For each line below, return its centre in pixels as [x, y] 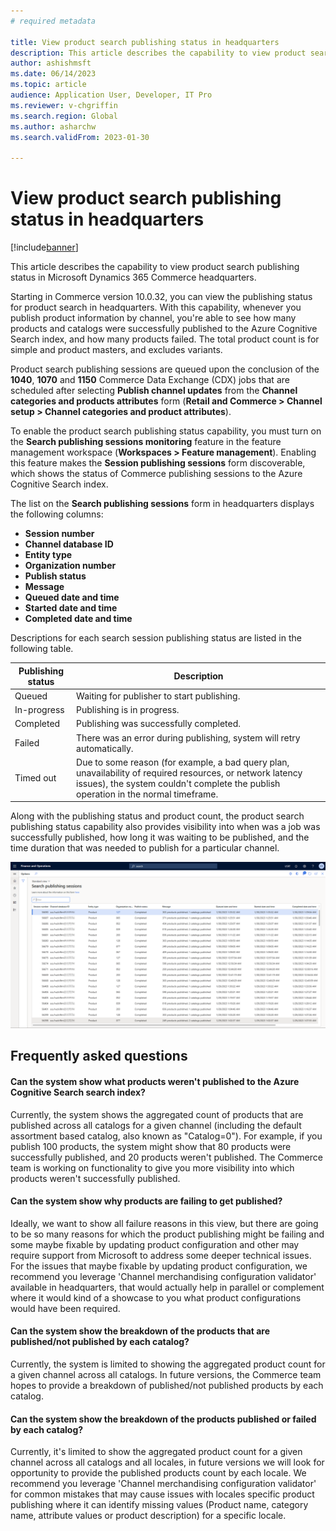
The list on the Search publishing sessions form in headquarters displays [162, 504]
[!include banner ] [44, 247]
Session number [59, 534]
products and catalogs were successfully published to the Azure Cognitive [164, 329]
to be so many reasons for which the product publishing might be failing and [167, 1234]
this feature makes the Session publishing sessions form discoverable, [158, 463]
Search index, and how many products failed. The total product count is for [165, 339]
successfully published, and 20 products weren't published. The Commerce [166, 1157]
